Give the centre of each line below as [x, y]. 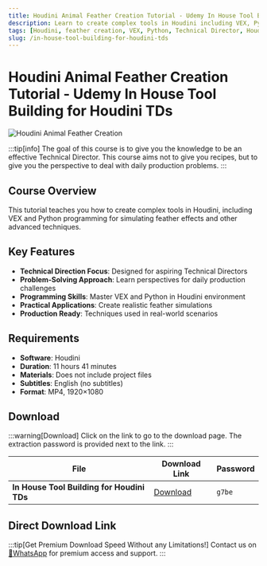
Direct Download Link [62, 526]
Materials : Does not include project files [86, 375]
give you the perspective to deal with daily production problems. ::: [118, 166]
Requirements [44, 338]
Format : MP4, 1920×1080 [62, 391]
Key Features [42, 252]
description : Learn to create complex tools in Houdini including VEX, [129, 23]
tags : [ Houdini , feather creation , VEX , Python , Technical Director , [126, 30]
